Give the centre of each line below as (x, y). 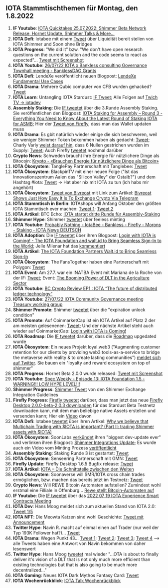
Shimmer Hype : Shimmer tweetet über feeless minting (69, 219)
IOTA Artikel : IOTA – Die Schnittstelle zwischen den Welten (73, 469)
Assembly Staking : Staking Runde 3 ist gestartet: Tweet (71, 453)
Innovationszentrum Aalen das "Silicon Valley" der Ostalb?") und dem (84, 176)
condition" (23, 315)
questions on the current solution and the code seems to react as (80, 54)
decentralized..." (30, 570)
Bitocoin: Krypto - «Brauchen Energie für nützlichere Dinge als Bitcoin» (86, 161)
